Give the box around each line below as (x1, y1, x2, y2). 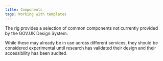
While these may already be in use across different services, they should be (5, 40, 158, 45)
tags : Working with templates (5, 12, 67, 17)
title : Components (5, 7, 43, 12)
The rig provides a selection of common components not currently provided (5, 25, 158, 31)
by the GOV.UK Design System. (5, 30, 68, 36)
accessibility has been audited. (5, 50, 68, 56)
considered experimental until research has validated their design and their (5, 45, 157, 51)
